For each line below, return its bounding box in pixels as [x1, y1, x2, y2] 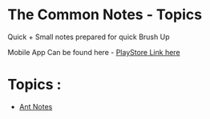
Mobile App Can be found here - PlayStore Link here [7, 47, 181, 57]
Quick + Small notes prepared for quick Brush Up [7, 32, 170, 42]
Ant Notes [18, 101, 53, 111]
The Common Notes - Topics [7, 6, 202, 24]
